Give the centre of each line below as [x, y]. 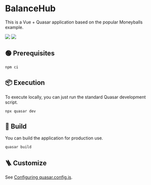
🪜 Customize [26, 163]
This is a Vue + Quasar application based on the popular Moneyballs [74, 22]
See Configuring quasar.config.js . [39, 177]
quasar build [18, 147]
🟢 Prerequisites [30, 54]
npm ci [12, 67]
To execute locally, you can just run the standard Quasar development [75, 97]
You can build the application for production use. [54, 138]
